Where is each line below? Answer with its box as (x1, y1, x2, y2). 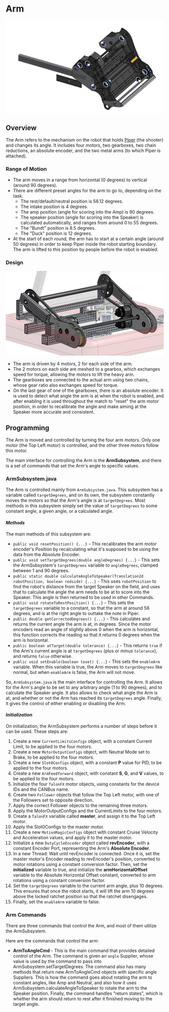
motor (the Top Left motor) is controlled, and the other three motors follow (6, 442, 159, 448)
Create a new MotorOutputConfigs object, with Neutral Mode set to (13, 749, 150, 755)
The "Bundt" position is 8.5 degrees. (20, 225, 96, 231)
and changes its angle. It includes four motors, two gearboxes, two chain (6, 142, 156, 149)
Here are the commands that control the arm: (6, 938, 99, 944)
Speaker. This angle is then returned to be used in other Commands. (13, 594, 154, 600)
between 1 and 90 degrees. (13, 567, 70, 573)
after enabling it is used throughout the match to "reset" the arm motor (13, 398, 159, 404)
